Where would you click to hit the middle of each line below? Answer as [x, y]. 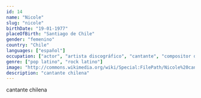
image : [14, 67]
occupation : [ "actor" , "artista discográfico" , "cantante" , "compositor [99, 56]
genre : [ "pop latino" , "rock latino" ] [54, 62]
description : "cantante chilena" [48, 73]
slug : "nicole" [25, 23]
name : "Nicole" [25, 17]
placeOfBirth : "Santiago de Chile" [51, 34]
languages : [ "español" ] [36, 51]
